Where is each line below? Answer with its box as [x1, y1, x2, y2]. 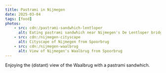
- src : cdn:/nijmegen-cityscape [14, 35, 81, 40]
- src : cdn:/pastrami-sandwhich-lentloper [14, 26, 103, 31]
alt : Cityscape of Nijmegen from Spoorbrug [18, 39, 110, 44]
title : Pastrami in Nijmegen [5, 7, 65, 12]
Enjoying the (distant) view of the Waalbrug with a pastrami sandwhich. [5, 62, 150, 68]
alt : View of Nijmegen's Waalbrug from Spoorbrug [18, 48, 123, 53]
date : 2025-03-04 [5, 12, 41, 17]
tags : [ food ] [5, 16, 32, 21]
